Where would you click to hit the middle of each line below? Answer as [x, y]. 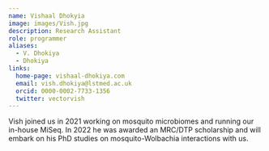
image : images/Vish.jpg [49, 23]
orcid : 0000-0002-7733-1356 [63, 91]
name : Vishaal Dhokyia [47, 16]
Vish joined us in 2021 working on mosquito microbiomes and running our [131, 121]
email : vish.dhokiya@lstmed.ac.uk [74, 83]
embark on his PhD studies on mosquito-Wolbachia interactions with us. [128, 139]
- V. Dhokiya [38, 53]
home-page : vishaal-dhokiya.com [70, 76]
